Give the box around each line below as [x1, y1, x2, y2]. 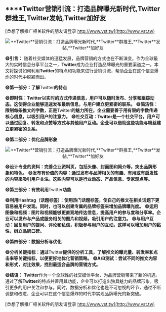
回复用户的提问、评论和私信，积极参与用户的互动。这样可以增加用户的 [13, 222, 157, 228]
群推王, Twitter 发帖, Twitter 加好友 [5, 14, 106, 22]
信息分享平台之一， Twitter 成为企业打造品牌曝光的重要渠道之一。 [22, 61, 155, 67]
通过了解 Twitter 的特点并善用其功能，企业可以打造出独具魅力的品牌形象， [5, 278, 155, 284]
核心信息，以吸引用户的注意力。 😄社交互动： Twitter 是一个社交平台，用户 [5, 113, 156, 119]
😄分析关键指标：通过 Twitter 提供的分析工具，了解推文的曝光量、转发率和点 [5, 249, 158, 255]
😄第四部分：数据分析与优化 [5, 238, 62, 244]
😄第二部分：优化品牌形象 [5, 136, 58, 142]
